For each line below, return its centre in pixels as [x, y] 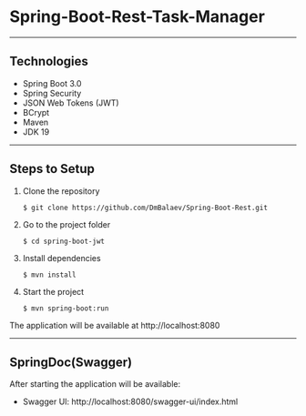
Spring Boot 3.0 [52, 83]
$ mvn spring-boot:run [66, 308]
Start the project [53, 291]
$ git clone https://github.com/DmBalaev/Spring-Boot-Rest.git [145, 208]
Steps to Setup [52, 169]
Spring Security [52, 93]
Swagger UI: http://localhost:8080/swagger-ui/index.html [130, 401]
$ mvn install [49, 275]
